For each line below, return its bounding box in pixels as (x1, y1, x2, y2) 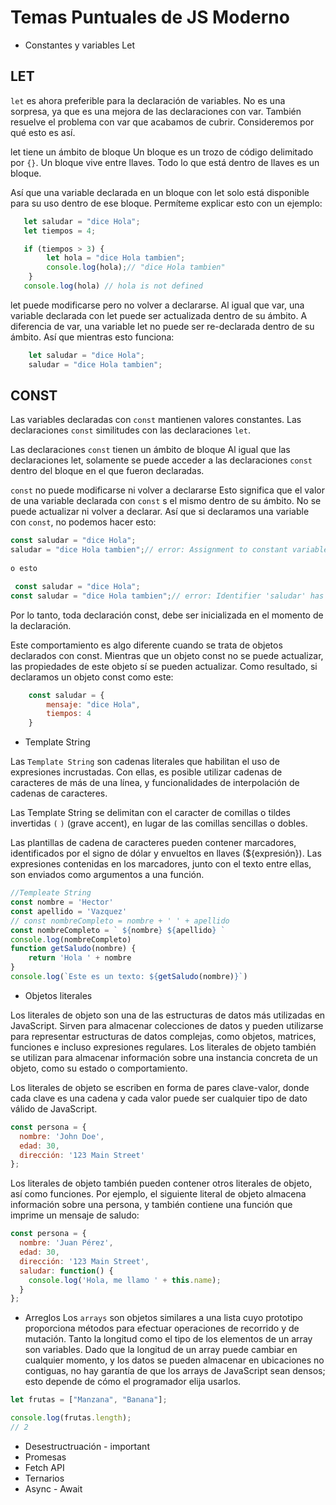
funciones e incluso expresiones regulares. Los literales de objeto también (10, 1041, 317, 1053)
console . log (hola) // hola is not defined (23, 281, 203, 291)
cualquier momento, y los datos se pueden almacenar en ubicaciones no (24, 1354, 325, 1366)
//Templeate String (10, 888, 92, 898)
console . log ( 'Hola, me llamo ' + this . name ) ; (28, 1275, 222, 1285)
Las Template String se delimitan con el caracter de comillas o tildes (10, 807, 291, 819)
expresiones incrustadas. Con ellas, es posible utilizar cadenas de (10, 766, 283, 778)
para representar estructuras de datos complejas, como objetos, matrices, (10, 1030, 317, 1042)
